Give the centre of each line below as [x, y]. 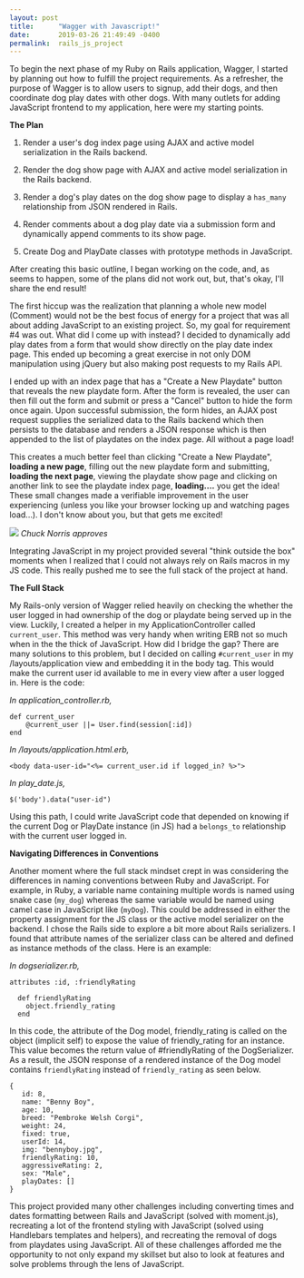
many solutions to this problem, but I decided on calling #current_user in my [152, 654]
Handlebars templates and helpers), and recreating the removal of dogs [143, 1235]
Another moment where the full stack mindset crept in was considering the [149, 871]
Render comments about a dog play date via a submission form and [149, 224]
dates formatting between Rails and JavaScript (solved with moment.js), [144, 1216]
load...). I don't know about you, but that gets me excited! [116, 515]
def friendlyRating [54, 998]
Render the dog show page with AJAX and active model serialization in [155, 170]
